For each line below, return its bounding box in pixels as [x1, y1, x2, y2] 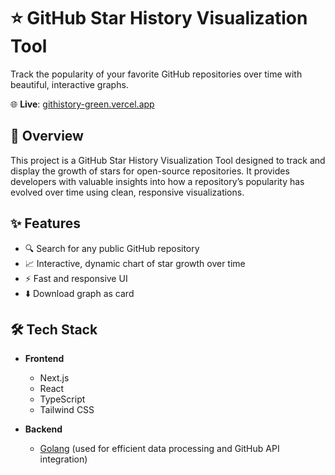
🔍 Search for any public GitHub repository [24, 242, 200, 254]
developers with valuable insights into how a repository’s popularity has [10, 175, 305, 187]
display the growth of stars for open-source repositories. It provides [10, 165, 290, 177]
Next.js [39, 372, 70, 384]
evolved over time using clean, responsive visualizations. [10, 186, 245, 198]
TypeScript [39, 393, 86, 405]
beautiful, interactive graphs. [10, 78, 129, 90]
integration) [39, 453, 88, 465]
